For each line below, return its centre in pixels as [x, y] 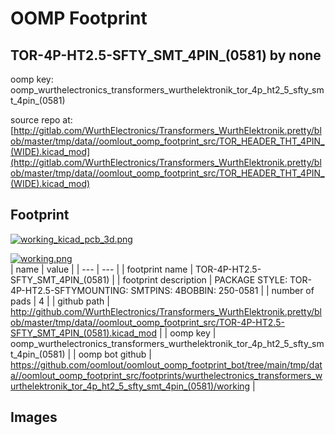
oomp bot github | [115, 354]
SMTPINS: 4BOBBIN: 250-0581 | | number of [222, 290]
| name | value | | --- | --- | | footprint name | [102, 269]
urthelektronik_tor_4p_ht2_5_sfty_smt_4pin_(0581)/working [130, 386]
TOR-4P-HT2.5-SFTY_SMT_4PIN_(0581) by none [166, 55]
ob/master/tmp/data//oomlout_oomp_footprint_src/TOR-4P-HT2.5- [147, 322]
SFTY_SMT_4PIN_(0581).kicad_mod [84, 333]
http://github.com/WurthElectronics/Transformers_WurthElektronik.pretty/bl [166, 311]
